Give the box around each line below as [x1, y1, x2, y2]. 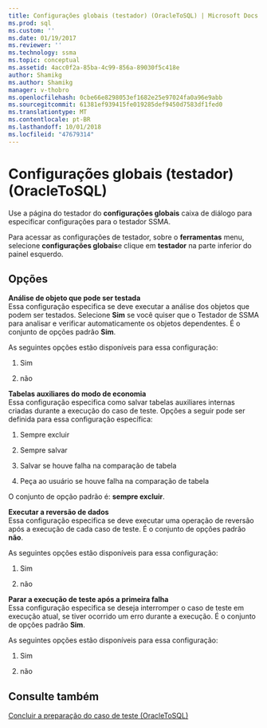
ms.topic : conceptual [8, 57, 80, 65]
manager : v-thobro [8, 85, 69, 94]
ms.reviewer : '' [8, 42, 62, 49]
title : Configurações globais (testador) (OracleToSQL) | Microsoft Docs [8, 11, 259, 20]
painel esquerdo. [8, 249, 64, 259]
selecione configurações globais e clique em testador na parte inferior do [8, 240, 253, 250]
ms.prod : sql [8, 19, 52, 27]
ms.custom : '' [8, 26, 56, 34]
